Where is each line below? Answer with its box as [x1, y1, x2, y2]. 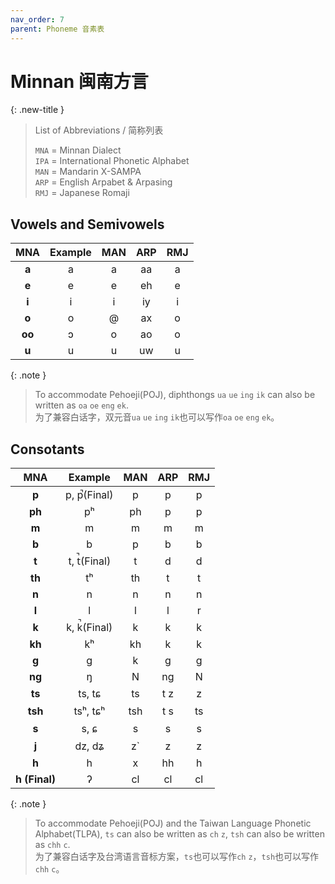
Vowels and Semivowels [10, 216, 165, 233]
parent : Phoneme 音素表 [10, 24, 105, 34]
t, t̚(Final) [68, 554, 112, 568]
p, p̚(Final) [65, 488, 114, 502]
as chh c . [34, 839, 71, 851]
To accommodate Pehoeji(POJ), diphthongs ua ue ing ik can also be [34, 389, 316, 401]
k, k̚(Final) [66, 621, 113, 635]
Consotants [10, 441, 85, 458]
